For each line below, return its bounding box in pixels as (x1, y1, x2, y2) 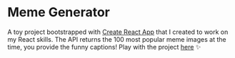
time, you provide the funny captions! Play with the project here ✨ (7, 42, 201, 51)
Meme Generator (7, 4, 111, 21)
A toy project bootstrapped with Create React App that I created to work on (7, 28, 229, 36)
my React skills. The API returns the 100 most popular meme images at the (7, 35, 226, 43)
